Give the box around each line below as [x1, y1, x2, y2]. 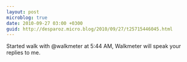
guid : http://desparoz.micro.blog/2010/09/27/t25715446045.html [6, 26, 173, 32]
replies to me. [6, 49, 41, 57]
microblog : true [6, 15, 48, 21]
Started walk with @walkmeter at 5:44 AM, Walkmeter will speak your [6, 43, 182, 50]
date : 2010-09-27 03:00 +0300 [6, 20, 83, 26]
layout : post [6, 9, 40, 15]
